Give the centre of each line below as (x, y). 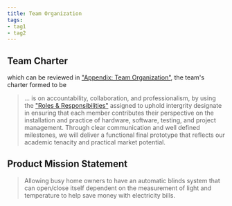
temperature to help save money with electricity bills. (99, 195)
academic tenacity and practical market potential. (95, 142)
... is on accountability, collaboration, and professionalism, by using (120, 98)
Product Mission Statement (68, 164)
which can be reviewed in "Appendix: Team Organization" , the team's (106, 77)
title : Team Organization (44, 13)
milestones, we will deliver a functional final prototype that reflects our (124, 135)
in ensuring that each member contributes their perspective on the (119, 113)
